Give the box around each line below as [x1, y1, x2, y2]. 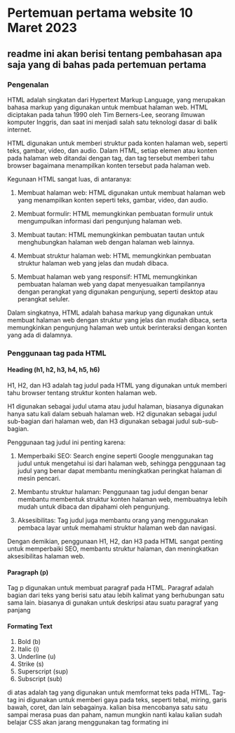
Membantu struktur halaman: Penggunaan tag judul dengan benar [17, 488, 208, 495]
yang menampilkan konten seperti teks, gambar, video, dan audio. [17, 196, 208, 204]
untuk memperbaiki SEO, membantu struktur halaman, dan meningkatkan [7, 544, 219, 553]
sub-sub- [192, 417, 219, 425]
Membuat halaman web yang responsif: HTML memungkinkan [17, 272, 198, 281]
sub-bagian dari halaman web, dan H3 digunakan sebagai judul [7, 417, 191, 425]
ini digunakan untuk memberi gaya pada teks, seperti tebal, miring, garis [18, 696, 227, 704]
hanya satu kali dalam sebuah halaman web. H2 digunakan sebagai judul [7, 410, 217, 418]
